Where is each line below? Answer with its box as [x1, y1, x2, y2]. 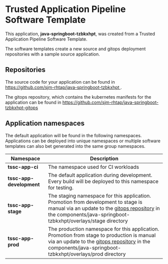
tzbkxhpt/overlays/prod [48, 250, 103, 257]
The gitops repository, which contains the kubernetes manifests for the [5, 94, 151, 100]
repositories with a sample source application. [5, 51, 100, 57]
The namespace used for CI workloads [48, 163, 139, 170]
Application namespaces [5, 119, 85, 128]
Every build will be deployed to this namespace [48, 178, 159, 185]
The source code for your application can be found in [5, 79, 115, 85]
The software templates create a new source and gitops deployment [5, 46, 146, 52]
